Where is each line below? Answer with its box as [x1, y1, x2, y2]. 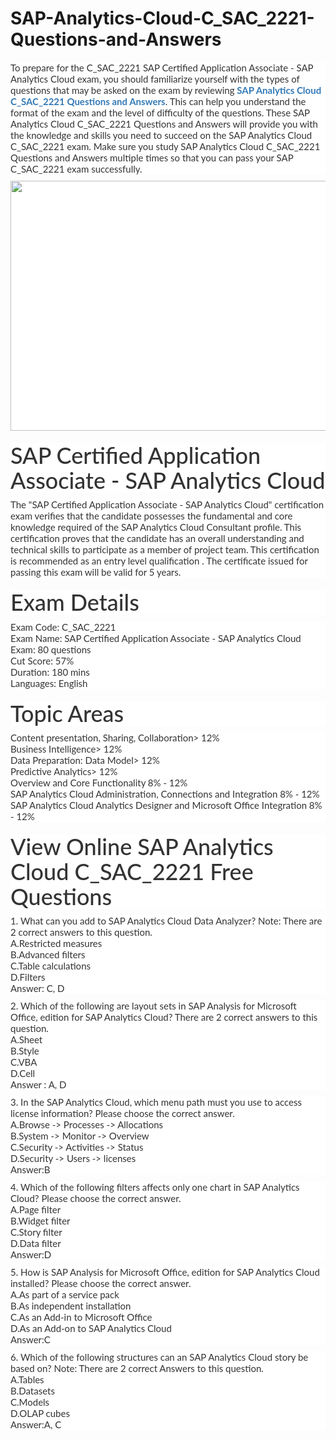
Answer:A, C [10, 1418, 62, 1431]
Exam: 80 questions [10, 643, 92, 656]
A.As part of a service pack [10, 1288, 120, 1301]
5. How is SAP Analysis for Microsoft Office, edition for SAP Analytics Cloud [10, 1266, 320, 1279]
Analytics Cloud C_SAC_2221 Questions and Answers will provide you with [10, 117, 318, 130]
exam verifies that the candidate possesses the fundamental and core [10, 510, 293, 522]
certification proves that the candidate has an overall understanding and [10, 532, 305, 545]
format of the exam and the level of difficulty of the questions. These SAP [10, 106, 311, 119]
